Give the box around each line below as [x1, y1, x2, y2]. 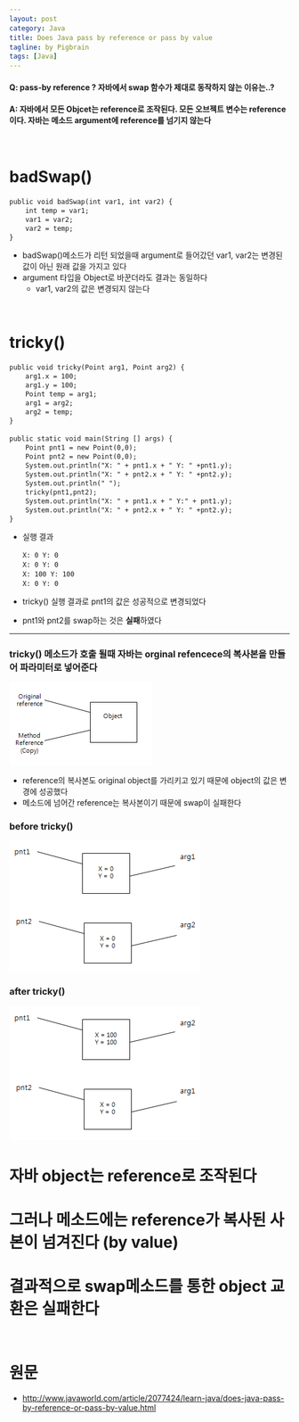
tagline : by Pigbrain [9, 43, 90, 52]
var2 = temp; [25, 224, 74, 233]
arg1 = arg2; [25, 398, 74, 408]
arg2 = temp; [25, 407, 74, 417]
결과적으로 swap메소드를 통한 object [9, 1277, 267, 1297]
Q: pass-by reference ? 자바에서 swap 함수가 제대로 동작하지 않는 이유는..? [9, 81, 275, 93]
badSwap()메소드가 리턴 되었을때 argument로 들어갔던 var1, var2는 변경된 [21, 250, 283, 260]
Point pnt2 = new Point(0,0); [25, 451, 138, 461]
